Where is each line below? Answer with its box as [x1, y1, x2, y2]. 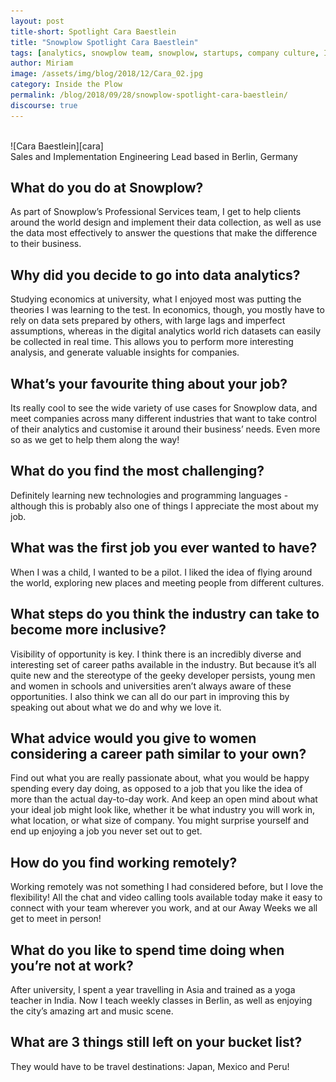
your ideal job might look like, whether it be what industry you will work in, [10, 804, 316, 816]
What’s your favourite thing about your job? [10, 375, 288, 392]
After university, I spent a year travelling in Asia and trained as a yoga [10, 983, 296, 995]
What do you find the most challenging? [10, 463, 265, 480]
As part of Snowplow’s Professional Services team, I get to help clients [10, 206, 302, 218]
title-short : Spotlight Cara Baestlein [10, 26, 177, 37]
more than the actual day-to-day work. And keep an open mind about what [10, 793, 318, 805]
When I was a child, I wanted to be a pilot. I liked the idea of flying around [10, 566, 313, 578]
